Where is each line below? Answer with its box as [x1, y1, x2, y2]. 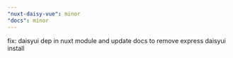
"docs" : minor [7, 17, 50, 24]
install [7, 44, 25, 52]
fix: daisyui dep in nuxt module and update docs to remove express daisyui [7, 36, 227, 45]
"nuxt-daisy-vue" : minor [7, 10, 81, 18]
